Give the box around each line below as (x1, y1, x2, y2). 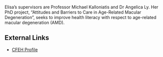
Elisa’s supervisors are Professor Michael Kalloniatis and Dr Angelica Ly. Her (4, 4, 159, 10)
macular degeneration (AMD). (4, 19, 65, 25)
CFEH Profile (11, 46, 38, 53)
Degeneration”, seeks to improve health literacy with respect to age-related (4, 15, 157, 20)
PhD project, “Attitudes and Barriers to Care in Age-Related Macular (4, 9, 141, 15)
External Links (4, 34, 50, 42)
